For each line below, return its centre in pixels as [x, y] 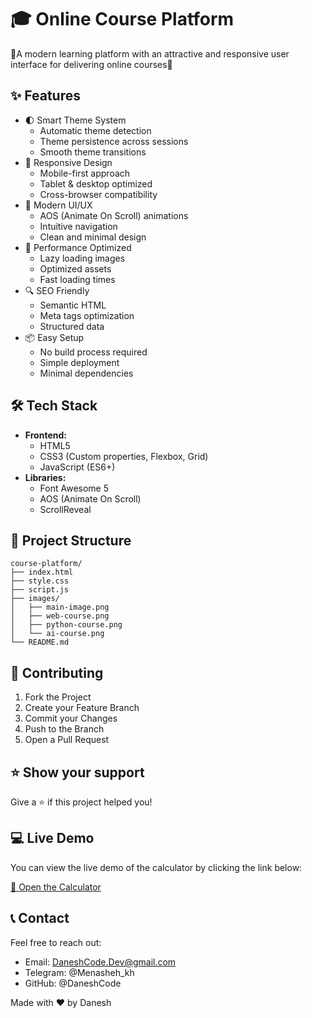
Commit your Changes [71, 718]
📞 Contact [40, 918]
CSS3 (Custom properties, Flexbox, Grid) [124, 456]
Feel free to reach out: [56, 942]
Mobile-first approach [85, 173]
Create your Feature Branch [82, 708]
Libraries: [45, 477]
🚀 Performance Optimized [78, 247]
